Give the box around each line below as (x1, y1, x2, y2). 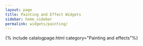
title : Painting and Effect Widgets (5, 12, 81, 17)
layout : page (5, 7, 32, 12)
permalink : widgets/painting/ (5, 21, 68, 26)
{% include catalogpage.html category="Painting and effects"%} (5, 35, 139, 41)
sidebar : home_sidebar (5, 16, 52, 21)
